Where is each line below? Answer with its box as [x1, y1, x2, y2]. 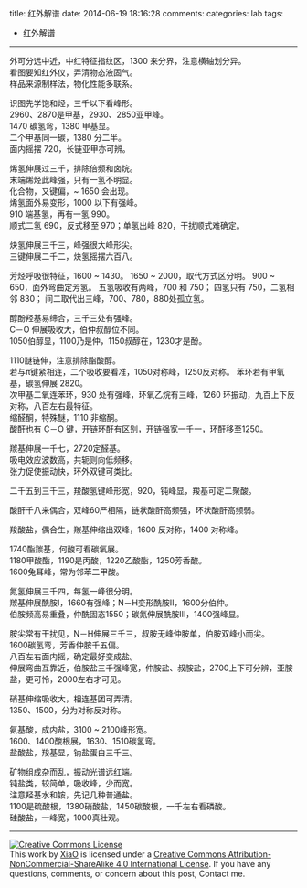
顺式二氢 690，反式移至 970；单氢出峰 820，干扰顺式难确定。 [9, 220, 245, 230]
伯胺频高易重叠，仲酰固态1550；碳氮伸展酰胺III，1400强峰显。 [9, 609, 245, 619]
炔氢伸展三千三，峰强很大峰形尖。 [9, 240, 138, 250]
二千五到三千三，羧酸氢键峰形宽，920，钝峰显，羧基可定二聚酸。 [9, 486, 258, 496]
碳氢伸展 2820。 [25, 378, 89, 389]
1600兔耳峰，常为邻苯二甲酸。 [9, 566, 125, 577]
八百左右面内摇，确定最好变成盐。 [9, 651, 138, 661]
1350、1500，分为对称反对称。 [9, 705, 126, 715]
